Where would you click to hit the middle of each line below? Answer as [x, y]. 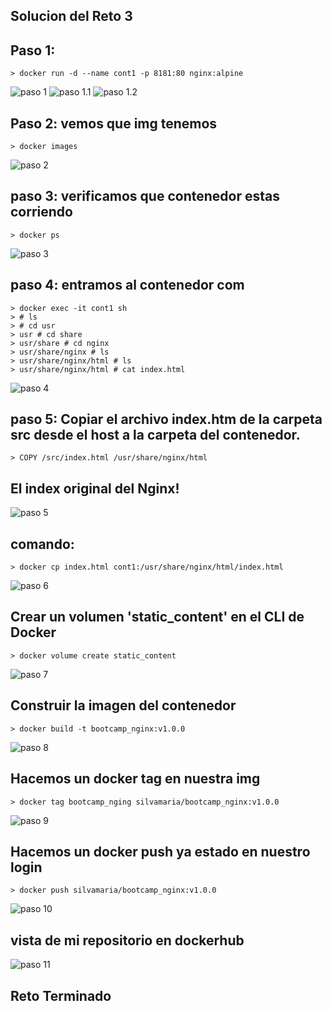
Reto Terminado [61, 995]
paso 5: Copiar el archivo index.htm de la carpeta [166, 419]
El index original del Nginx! [95, 488]
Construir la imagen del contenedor [123, 705]
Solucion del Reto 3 [71, 16]
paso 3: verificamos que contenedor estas [145, 196]
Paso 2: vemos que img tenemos [114, 123]
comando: [42, 544]
